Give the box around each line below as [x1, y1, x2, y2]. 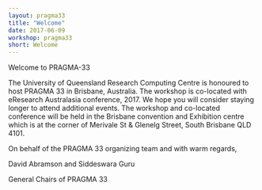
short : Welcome [8, 41, 59, 49]
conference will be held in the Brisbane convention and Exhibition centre [8, 112, 245, 121]
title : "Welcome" [8, 19, 66, 27]
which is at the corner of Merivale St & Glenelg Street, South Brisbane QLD [8, 120, 252, 130]
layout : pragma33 [8, 11, 66, 20]
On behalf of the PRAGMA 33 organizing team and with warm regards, [8, 144, 237, 154]
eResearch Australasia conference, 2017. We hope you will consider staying [8, 95, 255, 104]
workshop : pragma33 [8, 33, 73, 42]
